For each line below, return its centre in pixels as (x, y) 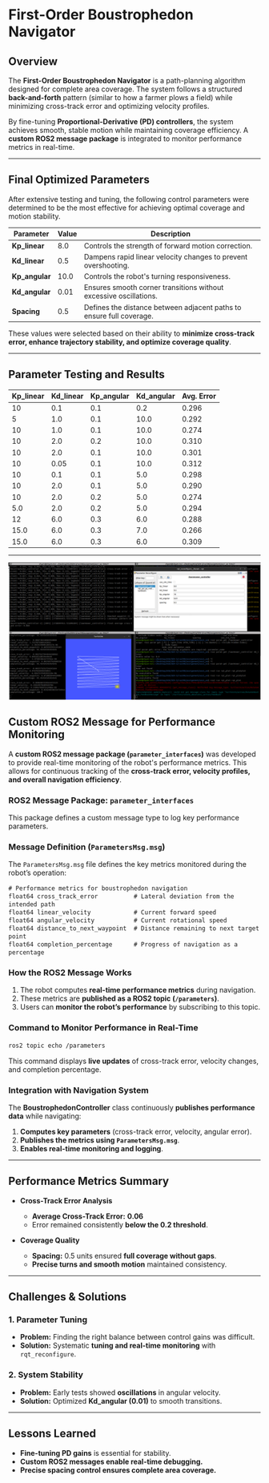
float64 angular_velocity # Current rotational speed (118, 921)
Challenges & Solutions (67, 1297)
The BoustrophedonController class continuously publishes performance (132, 1107)
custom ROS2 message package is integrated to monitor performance (125, 139)
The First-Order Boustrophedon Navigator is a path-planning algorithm (127, 81)
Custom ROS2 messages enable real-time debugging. (111, 1461)
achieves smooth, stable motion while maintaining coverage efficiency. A (128, 130)
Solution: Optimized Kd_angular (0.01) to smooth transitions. (121, 1400)
